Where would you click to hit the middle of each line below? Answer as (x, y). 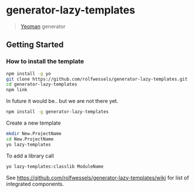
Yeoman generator (43, 26)
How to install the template (45, 61)
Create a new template (33, 123)
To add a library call (30, 156)
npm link (17, 90)
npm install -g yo (28, 74)
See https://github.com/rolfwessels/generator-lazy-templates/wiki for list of (97, 178)
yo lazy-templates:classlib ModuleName (55, 166)
